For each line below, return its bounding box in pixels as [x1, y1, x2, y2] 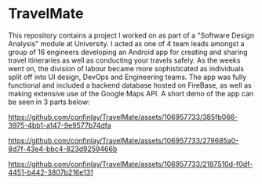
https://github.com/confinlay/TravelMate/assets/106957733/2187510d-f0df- [8, 159, 253, 168]
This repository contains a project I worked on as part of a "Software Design [8, 31, 255, 40]
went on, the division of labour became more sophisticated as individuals [8, 63, 245, 73]
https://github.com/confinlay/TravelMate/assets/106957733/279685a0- [8, 135, 239, 145]
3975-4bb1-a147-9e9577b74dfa [8, 121, 111, 130]
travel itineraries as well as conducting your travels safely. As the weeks [8, 56, 241, 65]
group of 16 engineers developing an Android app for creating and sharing [8, 47, 249, 56]
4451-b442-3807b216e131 [8, 168, 94, 177]
